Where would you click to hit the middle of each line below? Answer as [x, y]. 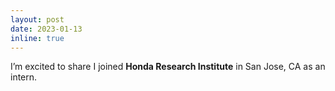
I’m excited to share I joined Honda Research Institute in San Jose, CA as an [168, 67]
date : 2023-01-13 [46, 29]
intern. [24, 77]
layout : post [37, 19]
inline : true [37, 38]
